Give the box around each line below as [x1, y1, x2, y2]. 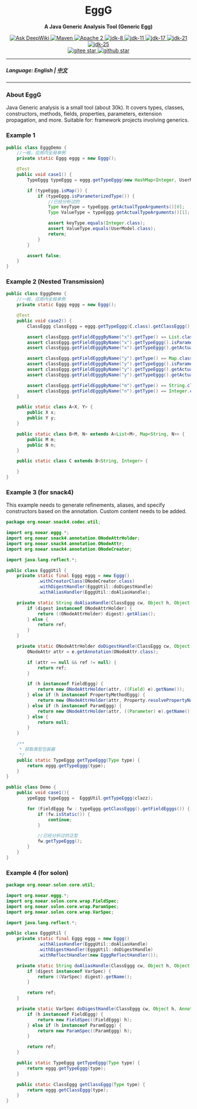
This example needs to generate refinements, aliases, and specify [6, 501, 165, 509]
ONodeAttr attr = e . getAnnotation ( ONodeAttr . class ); [27, 648, 159, 655]
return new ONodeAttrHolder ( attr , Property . [37, 698, 148, 704]
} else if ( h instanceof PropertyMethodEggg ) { [27, 692, 145, 698]
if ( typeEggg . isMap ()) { [27, 188, 88, 194]
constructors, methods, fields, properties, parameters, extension [6, 110, 162, 118]
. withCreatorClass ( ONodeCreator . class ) [37, 578, 135, 584]
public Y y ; [27, 415, 57, 421]
